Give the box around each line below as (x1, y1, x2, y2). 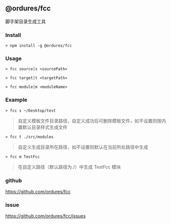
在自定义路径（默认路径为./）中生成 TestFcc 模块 (17, 164, 121, 170)
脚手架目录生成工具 (5, 18, 46, 25)
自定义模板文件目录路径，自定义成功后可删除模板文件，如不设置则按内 (17, 117, 166, 124)
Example (5, 96, 28, 104)
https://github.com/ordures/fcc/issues (5, 213, 86, 219)
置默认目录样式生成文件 (17, 124, 68, 130)
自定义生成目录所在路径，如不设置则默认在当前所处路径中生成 (17, 144, 148, 150)
